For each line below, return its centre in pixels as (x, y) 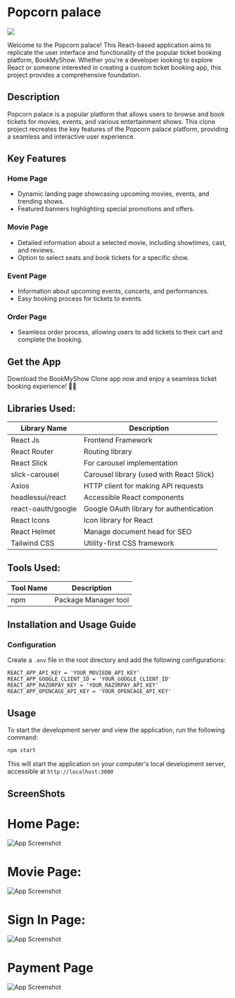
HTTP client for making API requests (144, 485)
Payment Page (50, 967)
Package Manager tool (92, 599)
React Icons (31, 520)
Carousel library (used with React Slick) (149, 474)
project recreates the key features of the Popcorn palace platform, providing (118, 129)
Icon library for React (118, 520)
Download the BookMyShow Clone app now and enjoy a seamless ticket (112, 379)
